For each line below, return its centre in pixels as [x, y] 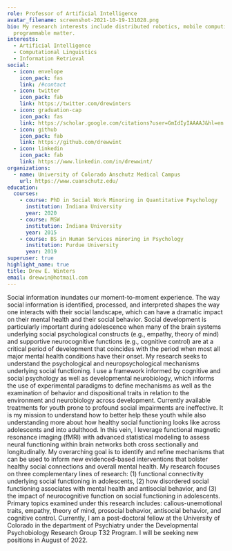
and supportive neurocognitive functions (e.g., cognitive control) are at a [110, 341]
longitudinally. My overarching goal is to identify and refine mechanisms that [116, 451]
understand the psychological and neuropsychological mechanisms [103, 363]
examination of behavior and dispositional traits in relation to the [98, 392]
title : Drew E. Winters [41, 271]
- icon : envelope [38, 71]
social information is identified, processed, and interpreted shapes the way [114, 305]
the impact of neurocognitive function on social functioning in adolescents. [114, 496]
